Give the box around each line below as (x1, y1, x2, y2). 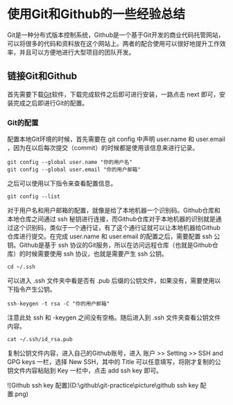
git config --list (7, 193, 60, 200)
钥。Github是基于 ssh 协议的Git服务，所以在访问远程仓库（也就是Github (7, 241, 213, 249)
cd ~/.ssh (7, 263, 36, 271)
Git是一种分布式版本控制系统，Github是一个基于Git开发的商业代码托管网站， (7, 31, 225, 39)
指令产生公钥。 (12, 286, 56, 294)
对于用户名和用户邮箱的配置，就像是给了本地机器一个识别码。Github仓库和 (7, 206, 221, 215)
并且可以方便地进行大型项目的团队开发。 (19, 48, 135, 56)
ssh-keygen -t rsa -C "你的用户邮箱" (7, 300, 110, 308)
